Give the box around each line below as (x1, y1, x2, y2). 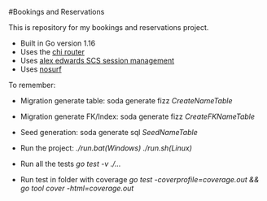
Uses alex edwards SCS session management (20, 56, 175, 65)
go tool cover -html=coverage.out (20, 183, 134, 193)
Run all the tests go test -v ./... (20, 159, 121, 168)
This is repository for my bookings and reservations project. (8, 23, 209, 32)
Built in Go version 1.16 (20, 38, 96, 48)
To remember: (8, 81, 56, 90)
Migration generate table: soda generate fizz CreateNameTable (20, 96, 233, 105)
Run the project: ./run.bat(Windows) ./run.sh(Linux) (20, 143, 193, 153)
